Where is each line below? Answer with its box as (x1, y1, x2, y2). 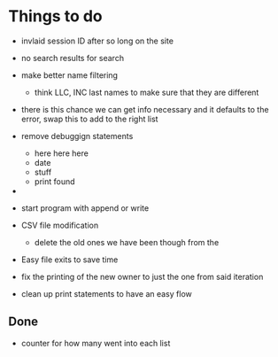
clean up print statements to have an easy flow (20, 288, 192, 299)
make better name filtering (20, 69, 119, 81)
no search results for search (20, 52, 125, 63)
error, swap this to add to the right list (20, 113, 158, 124)
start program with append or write (20, 202, 150, 213)
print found (34, 175, 76, 187)
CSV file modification (20, 220, 99, 230)
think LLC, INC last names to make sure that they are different (34, 87, 259, 97)
